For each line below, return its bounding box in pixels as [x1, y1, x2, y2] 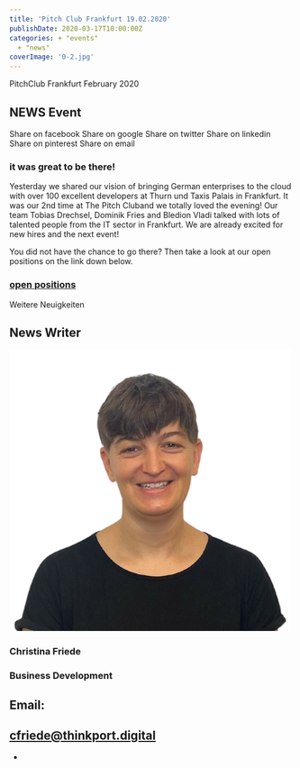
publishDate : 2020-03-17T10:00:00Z [9, 23, 143, 33]
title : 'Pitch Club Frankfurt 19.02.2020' [9, 14, 171, 23]
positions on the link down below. [9, 256, 133, 267]
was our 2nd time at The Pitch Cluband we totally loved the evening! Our [9, 200, 278, 211]
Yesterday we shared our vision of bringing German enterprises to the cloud [9, 181, 292, 192]
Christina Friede [9, 645, 81, 658]
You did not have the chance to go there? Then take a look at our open [9, 246, 271, 257]
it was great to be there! [9, 160, 115, 173]
